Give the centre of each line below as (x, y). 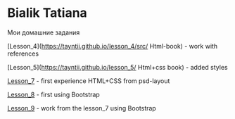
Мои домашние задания (44, 32)
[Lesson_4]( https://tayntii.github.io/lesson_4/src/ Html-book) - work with (113, 46)
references (23, 54)
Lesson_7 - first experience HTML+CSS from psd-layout (89, 81)
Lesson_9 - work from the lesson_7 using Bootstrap (82, 108)
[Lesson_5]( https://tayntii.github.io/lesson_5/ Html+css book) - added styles (118, 67)
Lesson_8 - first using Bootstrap (53, 94)
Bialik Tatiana (47, 13)
